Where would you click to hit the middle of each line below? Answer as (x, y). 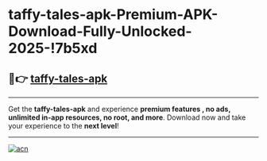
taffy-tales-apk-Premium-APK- (113, 15)
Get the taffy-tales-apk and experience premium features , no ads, (120, 109)
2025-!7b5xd (53, 48)
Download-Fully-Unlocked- (100, 31)
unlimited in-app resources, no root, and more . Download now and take (127, 117)
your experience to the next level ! (64, 126)
